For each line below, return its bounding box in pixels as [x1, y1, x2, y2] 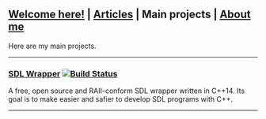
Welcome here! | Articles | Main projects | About [8, 8, 251, 21]
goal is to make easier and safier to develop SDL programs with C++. [8, 95, 234, 104]
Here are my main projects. [8, 41, 97, 50]
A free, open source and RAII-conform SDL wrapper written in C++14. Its [8, 86, 245, 95]
